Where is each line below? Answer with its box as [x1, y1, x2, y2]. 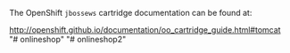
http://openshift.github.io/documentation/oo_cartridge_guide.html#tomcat [9, 25, 281, 34]
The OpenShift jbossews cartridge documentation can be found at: [9, 8, 253, 18]
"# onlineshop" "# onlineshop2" [9, 34, 127, 44]
